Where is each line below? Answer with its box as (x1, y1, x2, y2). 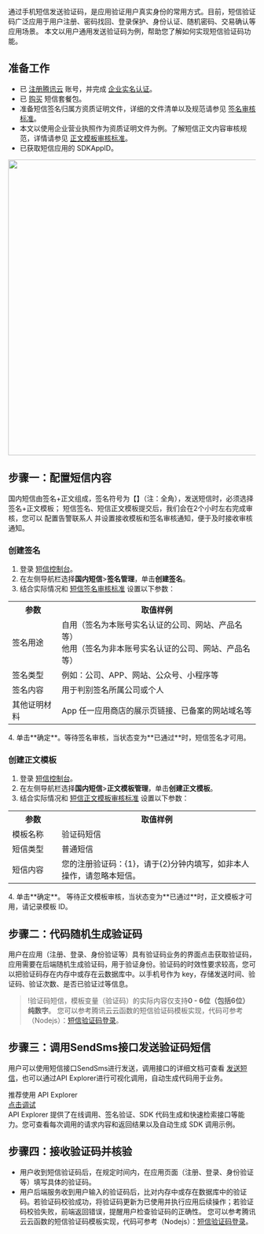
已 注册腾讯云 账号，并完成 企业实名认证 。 (19, 84, 157, 93)
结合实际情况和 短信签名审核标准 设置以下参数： (19, 583, 175, 593)
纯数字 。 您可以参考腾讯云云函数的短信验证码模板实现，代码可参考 (27, 1006, 244, 1016)
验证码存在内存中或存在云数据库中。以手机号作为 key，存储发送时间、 (21, 969, 249, 979)
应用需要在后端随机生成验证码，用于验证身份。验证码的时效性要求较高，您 (8, 960, 249, 969)
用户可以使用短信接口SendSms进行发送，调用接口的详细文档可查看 (8, 1063, 225, 1072)
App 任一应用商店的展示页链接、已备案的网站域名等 (61, 705, 252, 716)
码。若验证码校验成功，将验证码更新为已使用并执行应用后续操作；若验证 (19, 1197, 254, 1206)
